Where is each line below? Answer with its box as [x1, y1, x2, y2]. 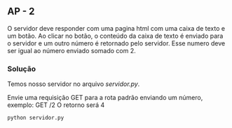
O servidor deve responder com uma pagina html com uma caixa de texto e [7, 24, 226, 32]
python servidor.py [7, 115, 64, 122]
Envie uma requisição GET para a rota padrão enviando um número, [7, 94, 203, 102]
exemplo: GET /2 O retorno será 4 [7, 101, 105, 109]
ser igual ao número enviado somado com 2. [7, 46, 136, 55]
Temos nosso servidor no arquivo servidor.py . [7, 80, 140, 88]
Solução [7, 64, 36, 73]
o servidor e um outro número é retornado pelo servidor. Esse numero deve [7, 38, 226, 48]
